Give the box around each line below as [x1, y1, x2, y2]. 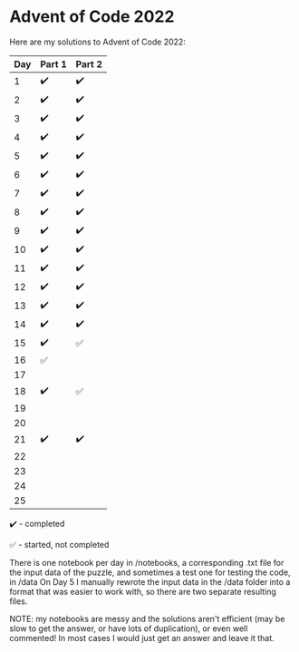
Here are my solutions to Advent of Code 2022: [9, 36, 186, 47]
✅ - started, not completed [9, 539, 110, 550]
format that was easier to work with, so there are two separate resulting [9, 586, 276, 597]
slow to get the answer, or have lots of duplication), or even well [9, 623, 248, 634]
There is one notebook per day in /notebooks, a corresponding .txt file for [9, 557, 285, 568]
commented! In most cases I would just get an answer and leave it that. [9, 632, 275, 643]
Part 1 [40, 57, 67, 70]
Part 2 [75, 57, 102, 70]
